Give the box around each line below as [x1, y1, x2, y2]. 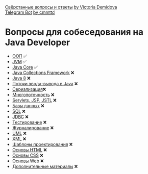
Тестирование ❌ [12, 119, 47, 125]
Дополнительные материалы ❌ [12, 163, 78, 169]
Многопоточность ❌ [12, 92, 55, 98]
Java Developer [5, 37, 70, 48]
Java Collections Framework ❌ [12, 70, 74, 75]
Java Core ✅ [12, 64, 38, 70]
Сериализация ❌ [12, 86, 47, 92]
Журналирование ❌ [12, 124, 54, 130]
